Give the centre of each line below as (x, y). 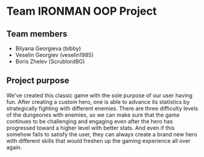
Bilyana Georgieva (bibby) (48, 48)
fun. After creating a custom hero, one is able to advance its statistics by (98, 101)
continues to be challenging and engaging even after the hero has (90, 121)
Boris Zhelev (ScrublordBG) (50, 61)
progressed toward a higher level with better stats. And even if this (91, 128)
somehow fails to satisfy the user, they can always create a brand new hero (102, 134)
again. (14, 147)
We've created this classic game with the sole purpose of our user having (100, 95)
